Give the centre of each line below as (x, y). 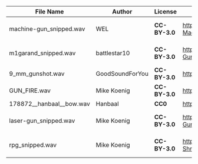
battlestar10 (113, 53)
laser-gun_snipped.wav (42, 121)
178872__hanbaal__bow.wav (49, 104)
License (165, 11)
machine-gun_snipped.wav (47, 29)
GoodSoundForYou (122, 74)
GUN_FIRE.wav (30, 91)
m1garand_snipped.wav (42, 53)
